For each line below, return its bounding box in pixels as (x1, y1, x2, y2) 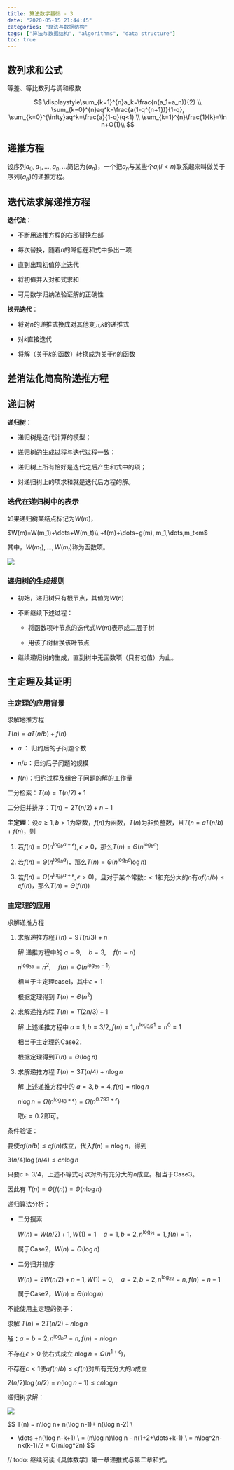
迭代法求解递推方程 (7, 195, 90, 207)
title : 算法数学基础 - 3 (7, 10, 74, 18)
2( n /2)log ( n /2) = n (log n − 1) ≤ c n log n (7, 1378, 118, 1387)
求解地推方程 (7, 715, 44, 724)
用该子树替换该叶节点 (27, 638, 90, 647)
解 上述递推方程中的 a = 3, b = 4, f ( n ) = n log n (17, 1082, 149, 1090)
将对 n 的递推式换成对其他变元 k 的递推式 (17, 320, 130, 329)
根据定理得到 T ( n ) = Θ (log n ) (17, 1052, 98, 1061)
